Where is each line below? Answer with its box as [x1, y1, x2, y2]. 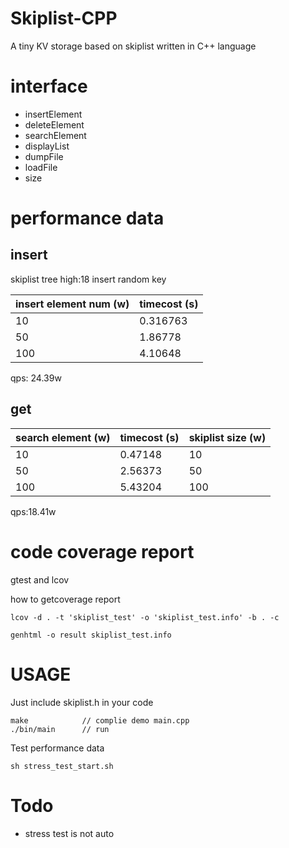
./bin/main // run [10, 724, 110, 734]
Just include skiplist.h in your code [10, 696, 154, 708]
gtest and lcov [10, 573, 70, 586]
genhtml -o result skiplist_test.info [10, 630, 172, 640]
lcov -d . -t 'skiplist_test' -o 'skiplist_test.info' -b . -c [10, 612, 280, 622]
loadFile [24, 161, 58, 173]
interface [10, 75, 88, 98]
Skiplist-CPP [10, 7, 118, 30]
